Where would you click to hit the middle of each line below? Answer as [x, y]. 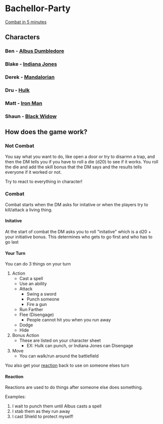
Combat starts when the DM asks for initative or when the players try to [77, 204]
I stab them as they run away [41, 411]
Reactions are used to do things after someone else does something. [74, 388]
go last [12, 242]
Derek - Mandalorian [30, 77]
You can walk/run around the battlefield [59, 356]
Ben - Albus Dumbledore [35, 51]
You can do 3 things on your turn [38, 264]
